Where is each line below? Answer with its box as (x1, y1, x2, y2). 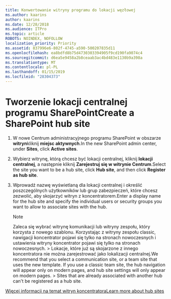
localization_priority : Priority (5, 41, 77, 46)
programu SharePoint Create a (5, 107, 135, 119)
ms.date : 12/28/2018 (5, 22, 50, 27)
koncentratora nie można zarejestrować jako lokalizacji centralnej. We (12, 250, 158, 257)
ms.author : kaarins (5, 12, 47, 17)
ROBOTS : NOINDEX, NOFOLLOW (5, 36, 63, 41)
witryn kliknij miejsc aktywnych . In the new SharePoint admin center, (12, 140, 157, 146)
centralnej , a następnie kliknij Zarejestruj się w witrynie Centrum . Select (12, 161, 166, 167)
